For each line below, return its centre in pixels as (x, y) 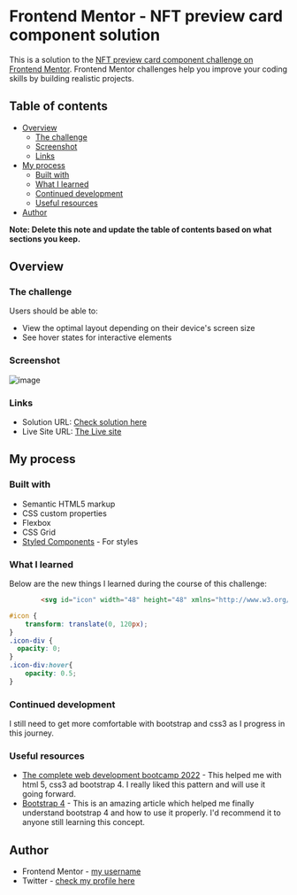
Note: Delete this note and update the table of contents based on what (141, 229)
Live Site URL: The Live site (72, 432)
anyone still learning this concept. (84, 822)
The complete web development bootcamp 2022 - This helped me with (152, 775)
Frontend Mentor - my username (81, 872)
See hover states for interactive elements (97, 337)
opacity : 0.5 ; (51, 674)
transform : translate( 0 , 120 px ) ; (87, 624)
